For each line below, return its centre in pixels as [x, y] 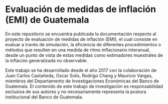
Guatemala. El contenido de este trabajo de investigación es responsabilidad [84, 86]
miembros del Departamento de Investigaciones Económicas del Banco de [82, 81]
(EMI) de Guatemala [47, 20]
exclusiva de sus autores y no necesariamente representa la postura [76, 91]
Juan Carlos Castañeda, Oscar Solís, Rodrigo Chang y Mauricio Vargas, [79, 75]
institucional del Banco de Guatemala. [44, 97]
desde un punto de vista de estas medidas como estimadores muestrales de [84, 55]
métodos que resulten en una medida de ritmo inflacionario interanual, [78, 50]
